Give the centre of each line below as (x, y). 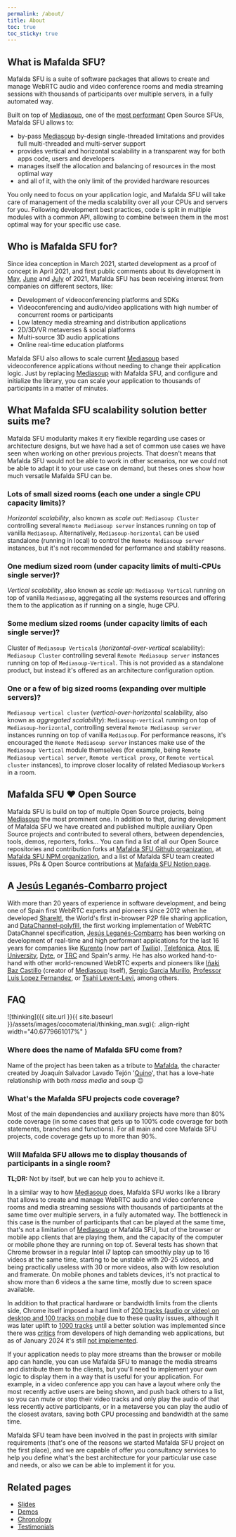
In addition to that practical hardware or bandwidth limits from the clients (112, 1303)
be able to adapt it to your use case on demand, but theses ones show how (116, 468)
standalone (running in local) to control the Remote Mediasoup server (106, 540)
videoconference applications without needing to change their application (114, 365)
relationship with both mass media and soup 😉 (76, 1080)
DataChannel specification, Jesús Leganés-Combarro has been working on (117, 933)
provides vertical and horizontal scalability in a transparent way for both (122, 151)
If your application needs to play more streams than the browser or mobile (114, 1354)
